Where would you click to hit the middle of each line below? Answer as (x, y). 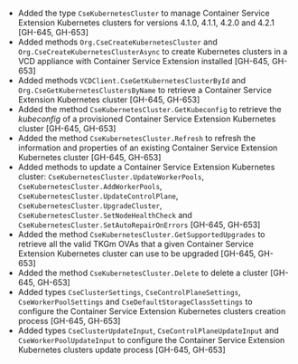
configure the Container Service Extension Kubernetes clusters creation (152, 311)
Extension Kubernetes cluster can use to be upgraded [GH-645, (137, 254)
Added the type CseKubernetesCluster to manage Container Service (144, 13)
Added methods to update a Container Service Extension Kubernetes (146, 167)
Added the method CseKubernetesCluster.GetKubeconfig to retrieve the (149, 109)
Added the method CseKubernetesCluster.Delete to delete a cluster (143, 273)
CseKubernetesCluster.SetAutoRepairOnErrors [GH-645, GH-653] (139, 225)
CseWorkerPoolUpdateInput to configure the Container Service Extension (151, 340)
